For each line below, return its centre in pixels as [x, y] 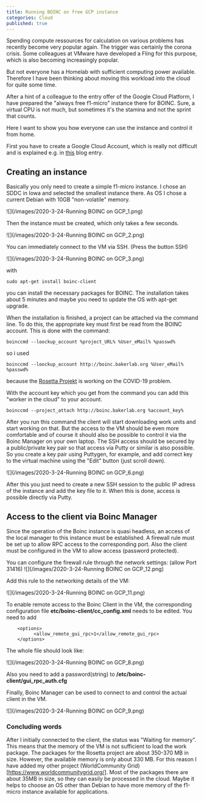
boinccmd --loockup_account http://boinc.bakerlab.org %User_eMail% [95, 365]
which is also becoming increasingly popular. [63, 60]
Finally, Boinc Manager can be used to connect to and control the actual [97, 692]
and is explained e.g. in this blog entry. [55, 153]
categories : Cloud [30, 18]
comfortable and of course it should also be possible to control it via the [97, 435]
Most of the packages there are [149, 772]
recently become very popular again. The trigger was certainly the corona [99, 47]
